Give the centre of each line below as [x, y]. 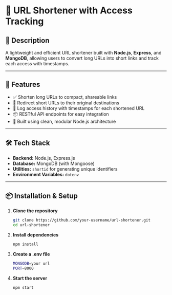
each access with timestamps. [37, 63]
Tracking [25, 21]
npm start [23, 287]
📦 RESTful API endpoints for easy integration [61, 114]
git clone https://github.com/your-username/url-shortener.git [82, 220]
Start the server [30, 278]
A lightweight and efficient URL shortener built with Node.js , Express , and [83, 53]
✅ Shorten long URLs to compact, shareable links [65, 97]
